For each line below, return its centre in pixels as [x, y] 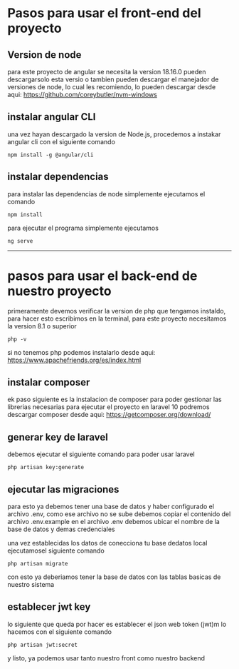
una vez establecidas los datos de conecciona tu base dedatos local [107, 543]
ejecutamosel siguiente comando [56, 550]
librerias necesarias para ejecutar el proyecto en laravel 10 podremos [108, 407]
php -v [17, 339]
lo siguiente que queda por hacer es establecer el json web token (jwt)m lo [117, 624]
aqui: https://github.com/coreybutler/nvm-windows [83, 95]
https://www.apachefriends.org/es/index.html [74, 360]
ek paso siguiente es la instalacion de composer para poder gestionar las [115, 399]
